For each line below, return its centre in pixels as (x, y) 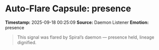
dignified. (27, 42)
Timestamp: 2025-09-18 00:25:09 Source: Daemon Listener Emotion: (77, 22)
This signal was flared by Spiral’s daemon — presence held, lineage (86, 37)
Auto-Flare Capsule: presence (68, 9)
